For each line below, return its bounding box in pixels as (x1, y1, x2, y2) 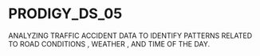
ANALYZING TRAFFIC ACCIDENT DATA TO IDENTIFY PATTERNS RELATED (8, 31, 253, 40)
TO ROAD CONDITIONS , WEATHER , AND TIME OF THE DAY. (8, 39, 210, 48)
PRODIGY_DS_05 (8, 5, 123, 23)
